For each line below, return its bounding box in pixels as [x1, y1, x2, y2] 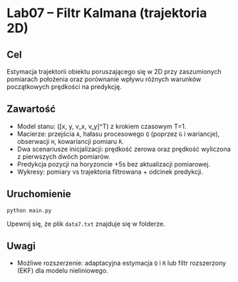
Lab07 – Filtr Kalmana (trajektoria [6, 5, 207, 21]
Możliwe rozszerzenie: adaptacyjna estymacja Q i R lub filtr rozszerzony [16, 258, 227, 268]
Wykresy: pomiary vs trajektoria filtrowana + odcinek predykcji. [16, 167, 204, 176]
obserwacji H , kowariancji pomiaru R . [16, 137, 124, 145]
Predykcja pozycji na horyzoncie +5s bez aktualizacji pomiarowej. [16, 160, 211, 168]
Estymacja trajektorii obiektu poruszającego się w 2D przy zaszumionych [6, 68, 222, 75]
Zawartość [6, 103, 56, 115]
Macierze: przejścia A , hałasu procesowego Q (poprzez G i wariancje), [16, 130, 220, 138]
